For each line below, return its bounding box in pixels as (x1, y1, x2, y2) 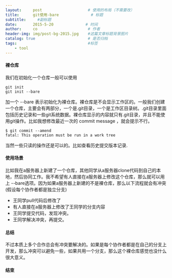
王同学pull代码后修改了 (12, 198, 61, 204)
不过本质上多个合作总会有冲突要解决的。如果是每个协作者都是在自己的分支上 (5, 242, 167, 248)
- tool (14, 46, 29, 51)
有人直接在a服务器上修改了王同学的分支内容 (12, 204, 105, 210)
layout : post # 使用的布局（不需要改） (5, 7, 135, 13)
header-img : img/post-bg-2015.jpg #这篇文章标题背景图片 (5, 31, 128, 36)
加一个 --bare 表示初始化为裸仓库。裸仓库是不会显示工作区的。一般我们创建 (5, 98, 165, 105)
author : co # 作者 (5, 27, 100, 32)
